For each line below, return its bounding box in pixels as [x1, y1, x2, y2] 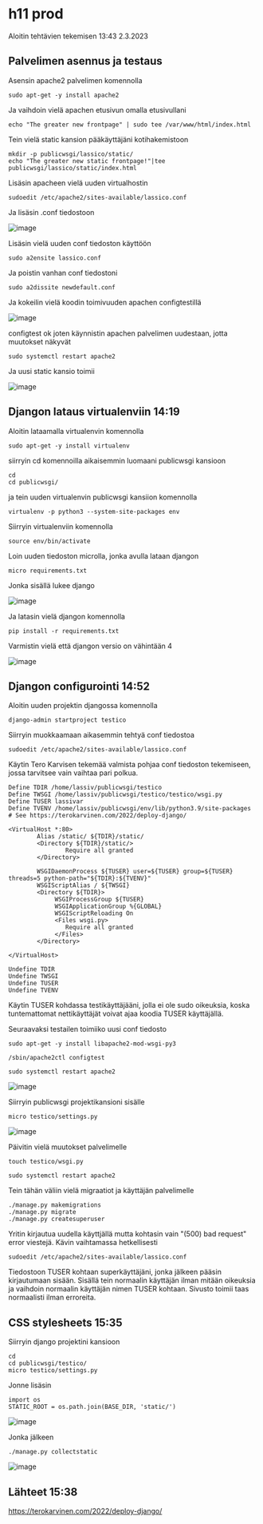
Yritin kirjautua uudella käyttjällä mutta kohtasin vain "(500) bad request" [8, 1229, 247, 1239]
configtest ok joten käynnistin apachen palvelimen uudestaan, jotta [8, 328, 229, 338]
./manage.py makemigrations [8, 1201, 102, 1209]
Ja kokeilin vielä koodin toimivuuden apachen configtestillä [8, 297, 202, 307]
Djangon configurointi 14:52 [8, 679, 150, 693]
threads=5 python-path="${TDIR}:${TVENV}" [8, 874, 151, 883]
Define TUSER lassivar [8, 798, 84, 806]
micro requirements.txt [8, 567, 88, 575]
